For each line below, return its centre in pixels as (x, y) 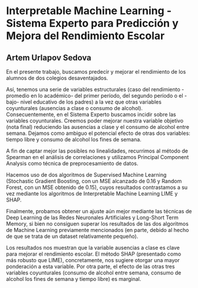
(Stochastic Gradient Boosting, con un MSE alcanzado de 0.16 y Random (94, 181)
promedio (18, 96)
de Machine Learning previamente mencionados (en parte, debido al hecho (98, 230)
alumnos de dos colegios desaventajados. (57, 78)
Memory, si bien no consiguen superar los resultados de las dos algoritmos (97, 224)
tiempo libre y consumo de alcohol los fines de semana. (74, 139)
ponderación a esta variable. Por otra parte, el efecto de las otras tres (90, 267)
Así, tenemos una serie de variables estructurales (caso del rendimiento (93, 89)
